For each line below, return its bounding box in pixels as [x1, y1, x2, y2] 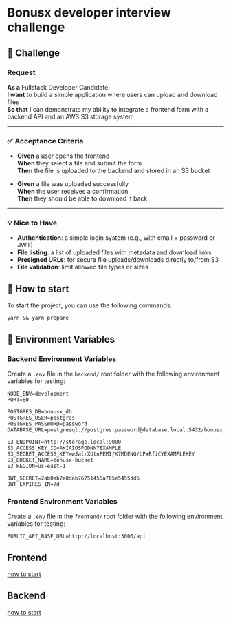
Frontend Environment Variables [7, 496, 118, 506]
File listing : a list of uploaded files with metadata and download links [16, 248, 212, 256]
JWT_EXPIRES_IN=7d [7, 480, 60, 487]
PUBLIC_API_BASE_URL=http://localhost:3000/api [7, 533, 146, 540]
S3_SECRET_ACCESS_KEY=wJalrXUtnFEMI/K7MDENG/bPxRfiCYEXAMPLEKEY [7, 450, 195, 458]
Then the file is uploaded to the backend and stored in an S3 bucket [16, 167, 210, 175]
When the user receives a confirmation [16, 187, 129, 196]
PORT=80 [7, 396, 30, 403]
